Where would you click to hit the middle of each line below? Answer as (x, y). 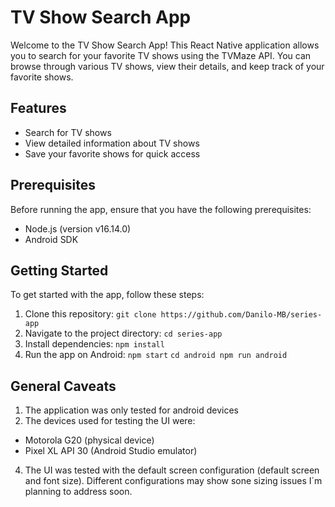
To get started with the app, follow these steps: (107, 295)
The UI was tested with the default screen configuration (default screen (172, 470)
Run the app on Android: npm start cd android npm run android (156, 355)
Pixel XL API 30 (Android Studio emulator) (111, 451)
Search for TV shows (68, 132)
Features (38, 108)
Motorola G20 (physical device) (89, 440)
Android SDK (51, 239)
